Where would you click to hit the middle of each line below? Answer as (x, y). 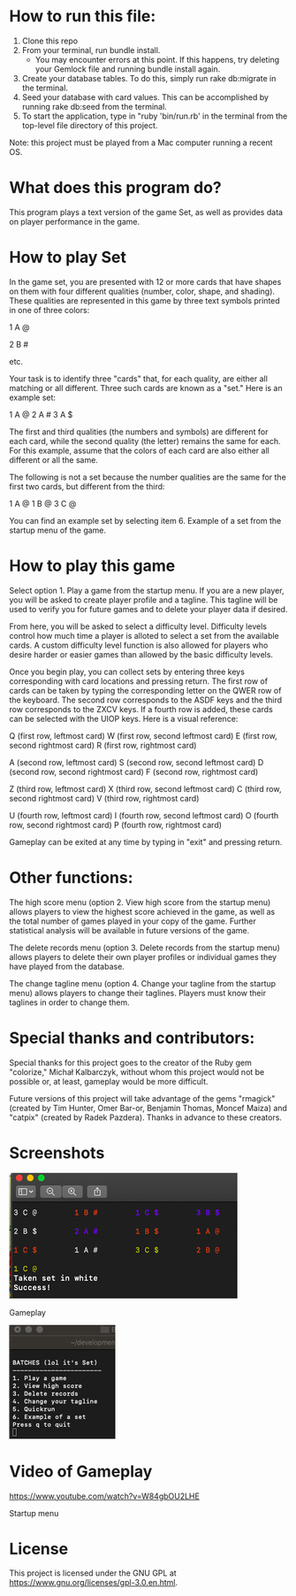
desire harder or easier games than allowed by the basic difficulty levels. (141, 654)
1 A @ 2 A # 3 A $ (41, 414)
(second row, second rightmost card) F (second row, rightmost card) (134, 771)
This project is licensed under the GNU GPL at (93, 1573)
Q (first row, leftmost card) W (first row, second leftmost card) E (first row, (143, 735)
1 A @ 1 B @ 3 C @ (43, 503)
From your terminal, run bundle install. (91, 50)
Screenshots (57, 1153)
